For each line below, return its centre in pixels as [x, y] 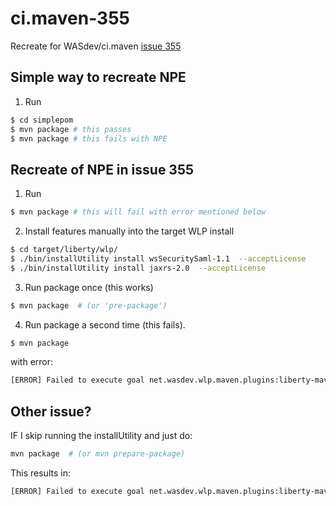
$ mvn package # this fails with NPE [89, 138]
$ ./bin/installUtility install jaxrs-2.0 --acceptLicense [138, 268]
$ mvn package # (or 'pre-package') [89, 305]
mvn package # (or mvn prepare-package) [98, 454]
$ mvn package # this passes [71, 129]
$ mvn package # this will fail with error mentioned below [138, 212]
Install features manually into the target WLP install [129, 231]
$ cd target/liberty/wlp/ [64, 250]
